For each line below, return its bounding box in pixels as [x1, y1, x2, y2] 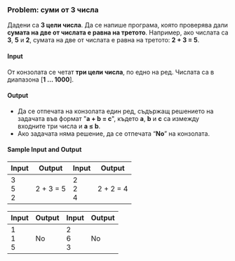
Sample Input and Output [7, 146, 82, 154]
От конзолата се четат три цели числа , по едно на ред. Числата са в [7, 68, 215, 76]
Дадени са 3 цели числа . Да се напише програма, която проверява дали [7, 21, 228, 30]
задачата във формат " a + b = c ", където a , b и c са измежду [17, 114, 200, 122]
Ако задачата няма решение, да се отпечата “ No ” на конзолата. [17, 129, 210, 138]
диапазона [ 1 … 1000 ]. [7, 75, 74, 84]
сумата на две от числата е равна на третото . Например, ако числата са [7, 28, 229, 37]
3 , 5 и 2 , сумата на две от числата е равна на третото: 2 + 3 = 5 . [7, 36, 200, 44]
